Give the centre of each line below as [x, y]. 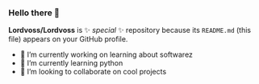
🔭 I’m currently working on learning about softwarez [107, 54]
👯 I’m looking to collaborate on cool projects [93, 72]
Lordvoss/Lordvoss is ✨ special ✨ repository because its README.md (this [130, 30]
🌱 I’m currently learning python [71, 63]
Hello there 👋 [34, 13]
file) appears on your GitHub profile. [68, 39]
